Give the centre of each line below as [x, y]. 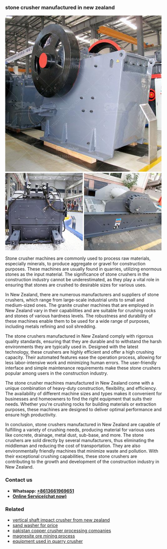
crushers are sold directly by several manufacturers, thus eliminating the [80, 441]
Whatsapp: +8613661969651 [43, 491]
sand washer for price [35, 525]
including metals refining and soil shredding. [51, 327]
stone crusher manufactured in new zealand [60, 7]
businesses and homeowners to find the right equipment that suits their [79, 399]
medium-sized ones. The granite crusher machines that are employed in [79, 305]
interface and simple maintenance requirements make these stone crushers [83, 368]
